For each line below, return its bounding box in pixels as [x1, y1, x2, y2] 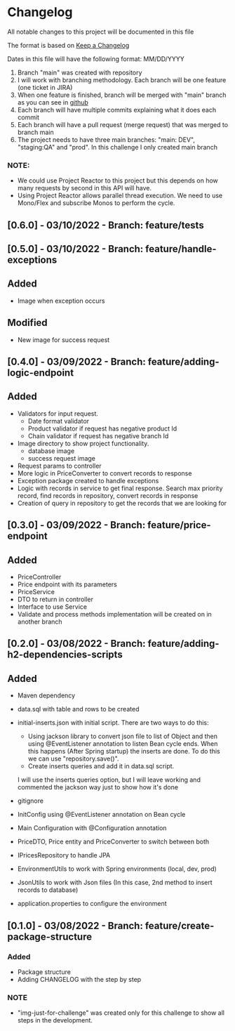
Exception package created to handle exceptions [17, 476, 159, 485]
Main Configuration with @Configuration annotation [17, 824, 167, 832]
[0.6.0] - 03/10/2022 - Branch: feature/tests [7, 219, 205, 231]
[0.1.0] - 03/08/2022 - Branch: [7, 919, 144, 931]
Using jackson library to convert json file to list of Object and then [27, 732, 217, 741]
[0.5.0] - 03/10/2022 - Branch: [7, 243, 144, 255]
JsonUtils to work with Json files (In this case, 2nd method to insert [17, 879, 213, 887]
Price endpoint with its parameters [17, 580, 117, 589]
